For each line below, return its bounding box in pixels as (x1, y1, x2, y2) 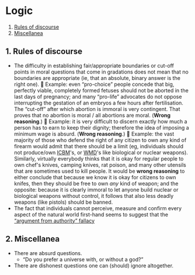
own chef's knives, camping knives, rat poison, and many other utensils (13, 161, 186, 168)
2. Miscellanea (5, 234, 60, 244)
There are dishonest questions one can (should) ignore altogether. (13, 262, 173, 269)
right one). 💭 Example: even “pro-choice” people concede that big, (13, 81, 175, 88)
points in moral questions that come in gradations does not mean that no (13, 68, 189, 75)
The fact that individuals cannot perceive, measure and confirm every (13, 204, 182, 211)
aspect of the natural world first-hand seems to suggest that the (13, 211, 169, 218)
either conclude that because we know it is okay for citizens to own (13, 173, 176, 180)
